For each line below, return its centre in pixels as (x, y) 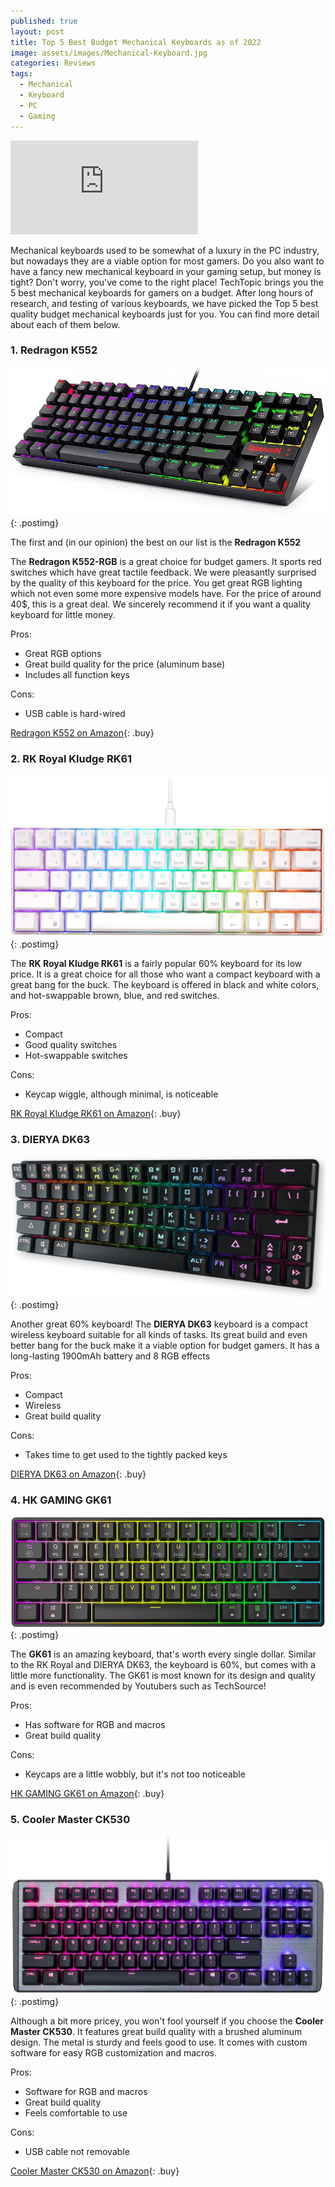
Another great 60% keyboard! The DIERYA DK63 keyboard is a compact (159, 1324)
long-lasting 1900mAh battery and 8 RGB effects (110, 1356)
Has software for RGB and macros (95, 1724)
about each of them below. (65, 324)
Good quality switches (71, 1044)
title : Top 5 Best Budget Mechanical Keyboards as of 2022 (136, 42)
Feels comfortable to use (76, 2113)
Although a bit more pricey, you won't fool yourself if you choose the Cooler (167, 2021)
